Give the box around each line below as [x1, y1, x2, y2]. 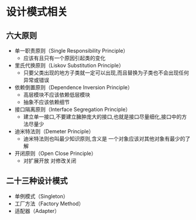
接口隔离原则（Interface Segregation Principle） [14, 106, 131, 113]
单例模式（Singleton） [14, 192, 68, 199]
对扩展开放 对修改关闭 [23, 157, 77, 164]
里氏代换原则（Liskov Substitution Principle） [14, 62, 124, 69]
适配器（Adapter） [14, 207, 60, 214]
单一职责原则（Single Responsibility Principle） [14, 48, 129, 54]
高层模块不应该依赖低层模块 [23, 92, 91, 98]
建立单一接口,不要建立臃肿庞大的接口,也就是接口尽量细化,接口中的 [23, 113, 182, 120]
